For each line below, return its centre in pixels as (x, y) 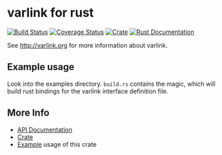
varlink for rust (51, 13)
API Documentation (44, 129)
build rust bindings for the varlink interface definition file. (88, 91)
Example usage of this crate (57, 144)
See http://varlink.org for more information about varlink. (87, 45)
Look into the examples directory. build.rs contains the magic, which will (111, 84)
